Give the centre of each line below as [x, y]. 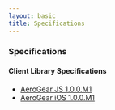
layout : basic [32, 16]
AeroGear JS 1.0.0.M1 [56, 89]
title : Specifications [47, 23]
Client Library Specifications [57, 71]
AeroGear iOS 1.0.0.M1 [57, 97]
